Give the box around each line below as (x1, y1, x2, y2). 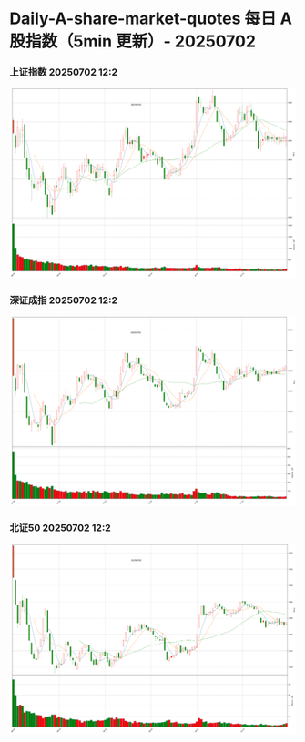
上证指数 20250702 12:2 (9, 66, 118, 78)
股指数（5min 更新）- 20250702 (9, 31, 257, 52)
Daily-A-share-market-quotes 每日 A (9, 8, 293, 29)
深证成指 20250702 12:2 (9, 293, 118, 306)
